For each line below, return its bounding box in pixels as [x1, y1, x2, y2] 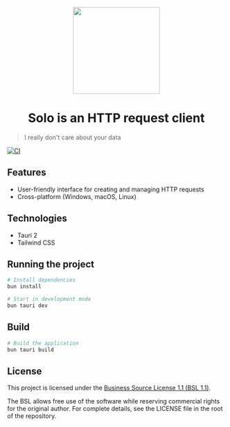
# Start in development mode [7, 296, 91, 303]
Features [7, 166, 46, 179]
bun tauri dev [7, 302, 48, 309]
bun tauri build [7, 346, 54, 353]
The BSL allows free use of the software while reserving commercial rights [7, 397, 220, 406]
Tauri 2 [17, 231, 38, 239]
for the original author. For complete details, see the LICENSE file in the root [7, 405, 223, 413]
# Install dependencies [7, 277, 76, 284]
